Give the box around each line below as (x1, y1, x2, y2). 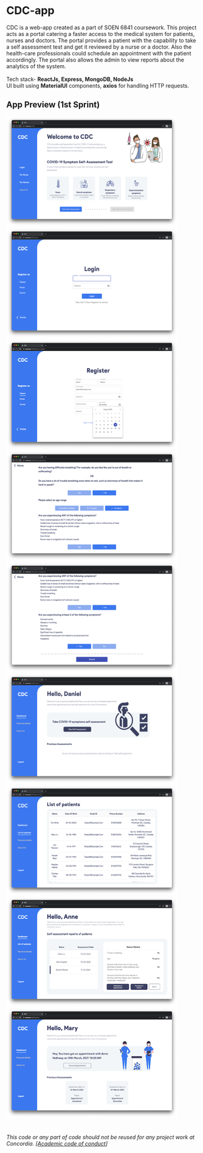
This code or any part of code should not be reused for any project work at (6, 1133, 195, 1141)
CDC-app (6, 4, 55, 18)
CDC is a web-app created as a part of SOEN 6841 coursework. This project (6, 24, 197, 31)
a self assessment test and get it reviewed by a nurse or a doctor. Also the (6, 43, 192, 51)
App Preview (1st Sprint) (6, 100, 100, 110)
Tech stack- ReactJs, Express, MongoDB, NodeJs (6, 75, 134, 83)
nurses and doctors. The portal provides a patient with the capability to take (6, 37, 196, 44)
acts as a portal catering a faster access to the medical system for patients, (6, 30, 195, 37)
